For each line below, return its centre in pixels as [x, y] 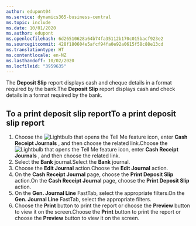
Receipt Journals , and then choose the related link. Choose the [91, 143]
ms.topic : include [28, 22]
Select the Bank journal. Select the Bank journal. [72, 162]
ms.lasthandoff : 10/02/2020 [40, 60]
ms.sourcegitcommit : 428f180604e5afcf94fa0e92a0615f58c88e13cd [85, 45]
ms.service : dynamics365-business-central [59, 17]
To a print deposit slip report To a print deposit [91, 114]
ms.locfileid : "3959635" [36, 66]
